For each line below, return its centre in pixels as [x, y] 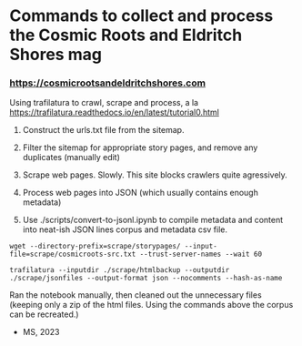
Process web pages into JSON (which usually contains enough [141, 193]
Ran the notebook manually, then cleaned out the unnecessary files [136, 295]
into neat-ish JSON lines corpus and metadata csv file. [125, 229]
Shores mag [56, 55]
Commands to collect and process [141, 16]
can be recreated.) [44, 314]
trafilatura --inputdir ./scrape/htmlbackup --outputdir [120, 270]
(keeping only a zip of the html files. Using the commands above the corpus [151, 305]
